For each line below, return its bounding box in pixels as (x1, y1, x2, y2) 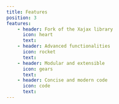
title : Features (6, 9, 48, 15)
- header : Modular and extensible (17, 60, 105, 66)
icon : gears (22, 65, 53, 72)
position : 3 (6, 15, 37, 21)
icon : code (22, 83, 51, 89)
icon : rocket (22, 49, 56, 55)
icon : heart (22, 32, 53, 38)
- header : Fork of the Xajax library (17, 26, 114, 32)
